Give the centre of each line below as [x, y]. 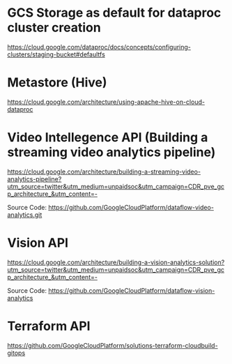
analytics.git [25, 215]
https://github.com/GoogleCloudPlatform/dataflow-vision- [132, 290]
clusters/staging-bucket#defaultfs [56, 54]
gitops [16, 353]
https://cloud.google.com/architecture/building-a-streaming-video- [104, 172]
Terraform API [49, 326]
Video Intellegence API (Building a [108, 138]
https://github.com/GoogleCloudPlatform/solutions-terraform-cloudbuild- [113, 345]
